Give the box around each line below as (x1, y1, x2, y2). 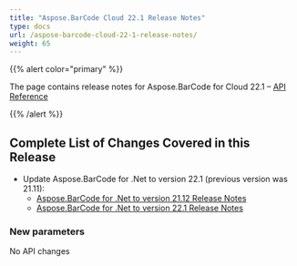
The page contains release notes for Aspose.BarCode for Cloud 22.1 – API (9, 81, 287, 92)
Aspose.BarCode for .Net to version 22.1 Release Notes (36, 202, 244, 214)
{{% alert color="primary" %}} (9, 64, 124, 75)
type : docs (9, 22, 51, 31)
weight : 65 (9, 38, 51, 48)
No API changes (9, 246, 70, 257)
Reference (9, 91, 48, 102)
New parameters (9, 225, 85, 238)
